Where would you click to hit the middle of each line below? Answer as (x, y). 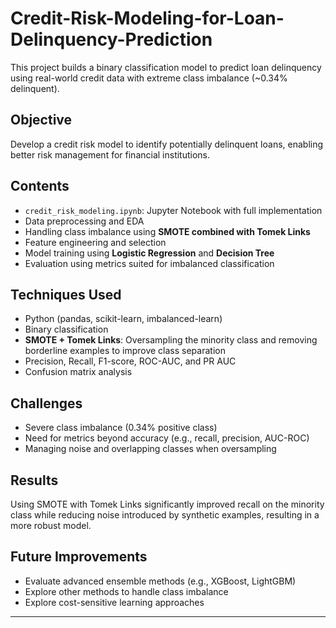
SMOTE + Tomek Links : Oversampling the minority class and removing (171, 340)
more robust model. (51, 525)
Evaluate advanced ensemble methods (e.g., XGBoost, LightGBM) (160, 581)
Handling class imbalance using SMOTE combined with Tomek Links (167, 231)
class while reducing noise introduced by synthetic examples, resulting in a (165, 515)
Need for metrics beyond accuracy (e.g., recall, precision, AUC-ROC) (167, 438)
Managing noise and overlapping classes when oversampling (150, 449)
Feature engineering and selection (95, 242)
